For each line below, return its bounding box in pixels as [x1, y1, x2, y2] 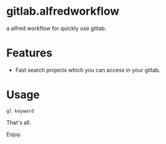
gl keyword [6, 108, 34, 114]
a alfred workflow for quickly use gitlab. [6, 25, 107, 32]
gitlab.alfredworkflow [6, 4, 119, 18]
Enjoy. [6, 131, 22, 138]
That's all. [6, 118, 31, 126]
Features [6, 46, 53, 60]
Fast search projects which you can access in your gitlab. [15, 66, 160, 74]
